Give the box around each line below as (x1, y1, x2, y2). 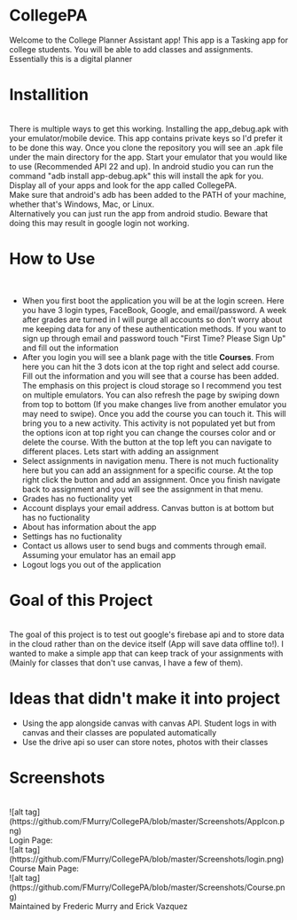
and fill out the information (21, 342, 119, 353)
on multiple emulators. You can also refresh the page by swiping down (21, 389, 280, 400)
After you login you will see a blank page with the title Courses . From (21, 351, 275, 362)
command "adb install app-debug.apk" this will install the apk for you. (9, 170, 264, 181)
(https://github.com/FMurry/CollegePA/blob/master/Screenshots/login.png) (9, 853, 285, 864)
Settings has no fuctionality (21, 531, 122, 541)
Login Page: (9, 835, 53, 845)
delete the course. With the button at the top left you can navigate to (21, 436, 272, 447)
